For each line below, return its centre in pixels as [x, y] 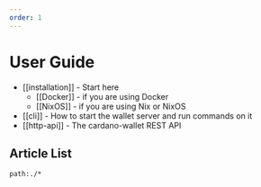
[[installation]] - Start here [71, 87]
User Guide [52, 62]
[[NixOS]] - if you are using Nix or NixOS [111, 106]
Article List [40, 153]
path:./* [26, 174]
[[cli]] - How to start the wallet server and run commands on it [137, 116]
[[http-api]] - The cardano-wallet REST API [102, 125]
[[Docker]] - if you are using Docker [102, 96]
